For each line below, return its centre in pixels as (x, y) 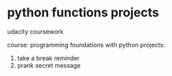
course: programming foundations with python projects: (86, 45)
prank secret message (49, 65)
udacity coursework (35, 31)
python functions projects (83, 13)
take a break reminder (49, 58)
